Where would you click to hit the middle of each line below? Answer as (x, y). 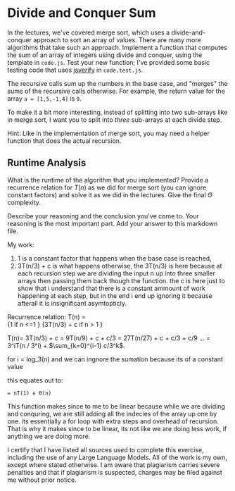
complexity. (24, 202)
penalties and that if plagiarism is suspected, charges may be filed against (115, 472)
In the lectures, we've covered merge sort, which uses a (89, 32)
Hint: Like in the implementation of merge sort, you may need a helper (108, 133)
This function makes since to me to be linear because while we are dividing (116, 406)
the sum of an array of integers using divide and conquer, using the (105, 55)
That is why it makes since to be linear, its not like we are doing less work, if (117, 428)
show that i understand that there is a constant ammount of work (112, 288)
